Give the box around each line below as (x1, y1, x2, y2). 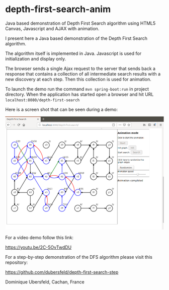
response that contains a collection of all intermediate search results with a (5, 70, 161, 77)
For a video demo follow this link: (5, 235, 74, 241)
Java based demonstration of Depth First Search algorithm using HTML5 (5, 20, 156, 26)
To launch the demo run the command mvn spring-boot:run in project (5, 86, 149, 92)
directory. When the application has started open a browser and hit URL (5, 91, 154, 97)
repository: (5, 259, 28, 265)
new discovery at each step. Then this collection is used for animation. (5, 76, 152, 82)
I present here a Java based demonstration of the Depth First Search (5, 35, 147, 41)
